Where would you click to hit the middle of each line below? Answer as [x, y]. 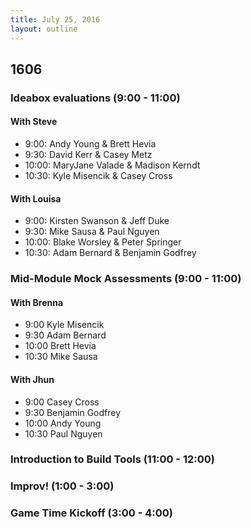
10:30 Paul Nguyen [63, 433]
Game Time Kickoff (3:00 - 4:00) [91, 513]
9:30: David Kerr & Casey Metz [88, 155]
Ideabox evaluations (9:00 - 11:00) [95, 98]
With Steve [34, 122]
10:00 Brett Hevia [60, 346]
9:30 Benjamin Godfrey [73, 412]
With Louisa [36, 198]
